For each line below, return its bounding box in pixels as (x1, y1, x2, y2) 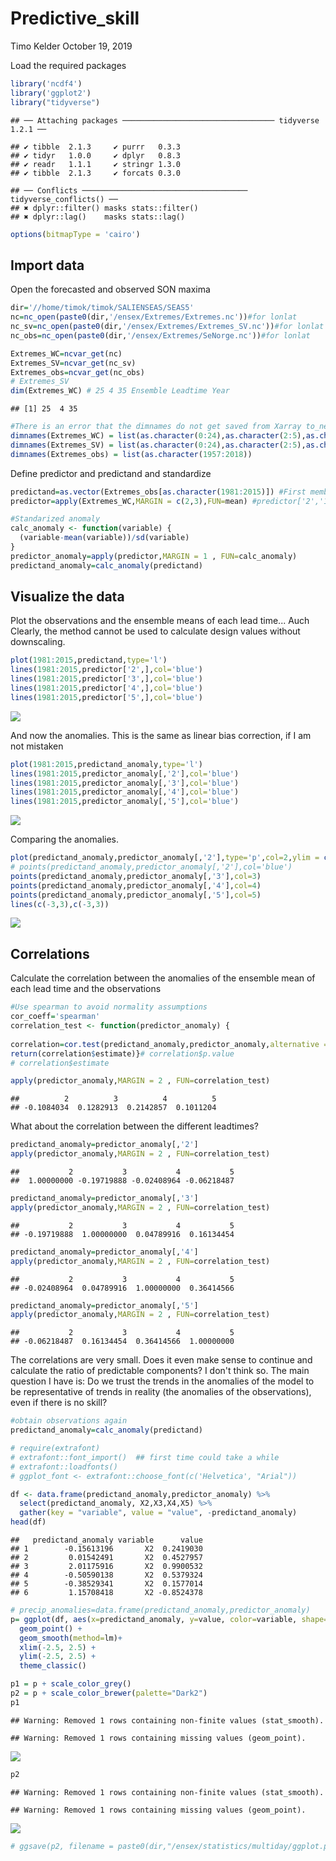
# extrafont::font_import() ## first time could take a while (10, 1452, 280, 1462)
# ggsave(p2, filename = (10, 1841, 114, 1851)
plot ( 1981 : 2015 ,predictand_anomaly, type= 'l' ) (10, 759, 203, 769)
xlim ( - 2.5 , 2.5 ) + (19, 1642, 97, 1652)
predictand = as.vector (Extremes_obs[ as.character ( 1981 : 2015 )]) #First (10, 487, 307, 497)
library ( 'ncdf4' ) (10, 78, 83, 89)
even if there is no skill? (10, 1397, 108, 1409)
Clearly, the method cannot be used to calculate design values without (10, 625, 301, 637)
